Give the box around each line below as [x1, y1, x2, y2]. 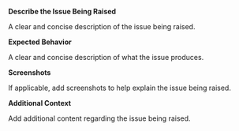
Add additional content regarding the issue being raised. [8, 114, 191, 123]
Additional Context [8, 99, 72, 107]
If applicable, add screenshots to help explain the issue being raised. [8, 83, 231, 92]
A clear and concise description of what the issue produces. [8, 53, 204, 62]
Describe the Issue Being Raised [8, 7, 117, 16]
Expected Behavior [8, 37, 73, 47]
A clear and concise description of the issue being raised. [8, 22, 196, 31]
